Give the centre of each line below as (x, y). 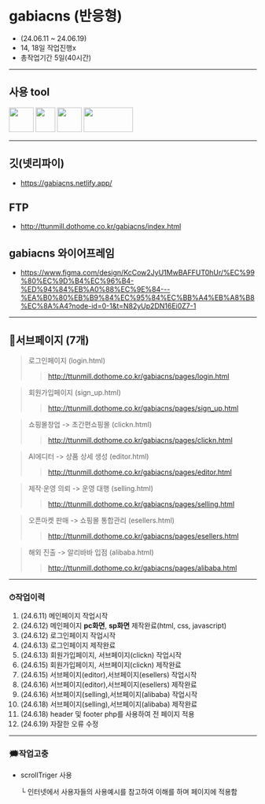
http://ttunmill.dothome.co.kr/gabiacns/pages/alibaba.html (142, 568)
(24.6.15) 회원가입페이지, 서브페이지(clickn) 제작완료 (101, 665)
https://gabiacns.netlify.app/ (66, 183)
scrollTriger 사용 (46, 775)
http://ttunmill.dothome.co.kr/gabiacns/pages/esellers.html (143, 536)
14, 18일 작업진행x (48, 47)
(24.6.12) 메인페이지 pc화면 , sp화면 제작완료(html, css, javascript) (123, 625)
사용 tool (29, 92)
